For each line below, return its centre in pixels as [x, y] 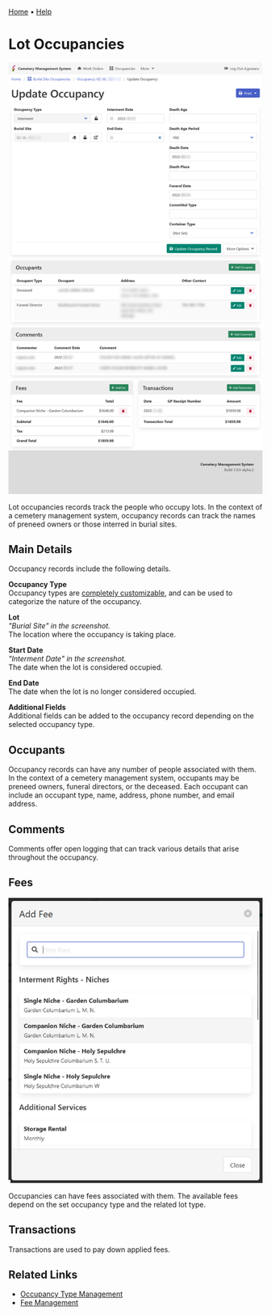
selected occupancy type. [52, 725]
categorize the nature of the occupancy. [75, 602]
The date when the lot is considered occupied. [85, 667]
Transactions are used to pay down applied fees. [90, 1249]
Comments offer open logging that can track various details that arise [124, 849]
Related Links [43, 1274]
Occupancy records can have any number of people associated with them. [132, 770]
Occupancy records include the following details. [90, 569]
